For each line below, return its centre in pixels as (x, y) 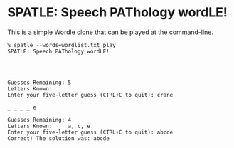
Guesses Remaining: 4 (39, 120)
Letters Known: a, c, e (49, 126)
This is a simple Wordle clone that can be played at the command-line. (111, 32)
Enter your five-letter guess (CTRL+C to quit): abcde (90, 132)
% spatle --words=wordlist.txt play (62, 45)
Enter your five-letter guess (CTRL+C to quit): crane (90, 95)
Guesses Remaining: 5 (39, 83)
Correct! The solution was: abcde (59, 138)
